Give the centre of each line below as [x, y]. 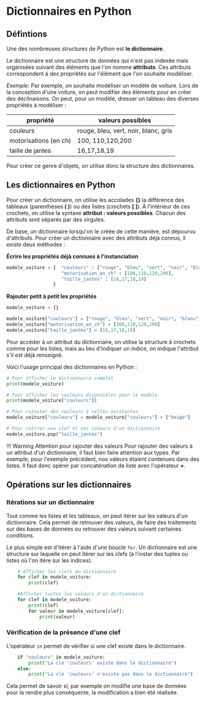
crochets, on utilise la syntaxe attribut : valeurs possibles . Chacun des [96, 213]
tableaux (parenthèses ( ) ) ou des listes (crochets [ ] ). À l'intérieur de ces [98, 206]
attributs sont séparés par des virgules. [56, 219]
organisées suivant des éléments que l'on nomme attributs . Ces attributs [99, 67]
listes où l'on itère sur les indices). [49, 560]
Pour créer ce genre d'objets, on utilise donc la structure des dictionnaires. [101, 166]
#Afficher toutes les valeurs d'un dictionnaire [81, 594]
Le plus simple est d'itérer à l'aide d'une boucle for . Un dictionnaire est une [102, 547]
